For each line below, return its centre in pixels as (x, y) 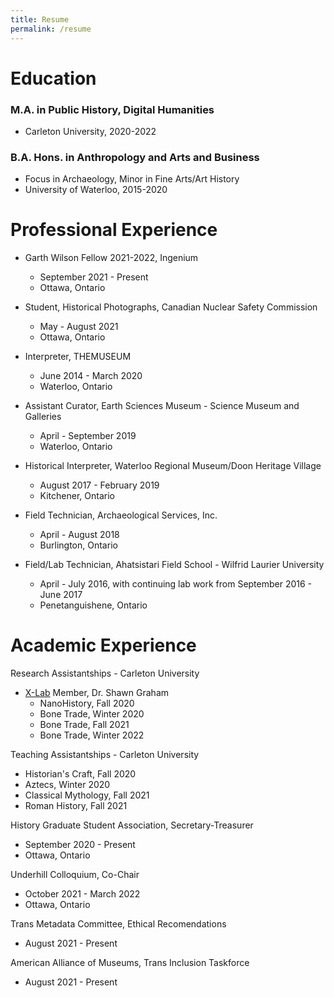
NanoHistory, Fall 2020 (87, 703)
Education (53, 78)
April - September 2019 (88, 436)
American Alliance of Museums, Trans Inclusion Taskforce (130, 963)
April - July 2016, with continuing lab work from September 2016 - (176, 584)
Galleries (43, 417)
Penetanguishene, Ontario (93, 605)
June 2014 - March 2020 (91, 376)
